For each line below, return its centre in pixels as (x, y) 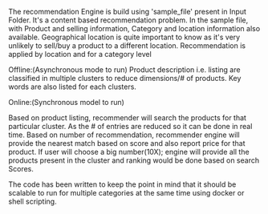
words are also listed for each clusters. (72, 87)
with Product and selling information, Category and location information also (134, 28)
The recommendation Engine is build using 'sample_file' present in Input (128, 12)
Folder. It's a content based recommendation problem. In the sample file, (128, 20)
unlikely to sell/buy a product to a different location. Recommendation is (127, 46)
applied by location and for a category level (80, 54)
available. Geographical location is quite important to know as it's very (124, 37)
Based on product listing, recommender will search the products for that (128, 118)
